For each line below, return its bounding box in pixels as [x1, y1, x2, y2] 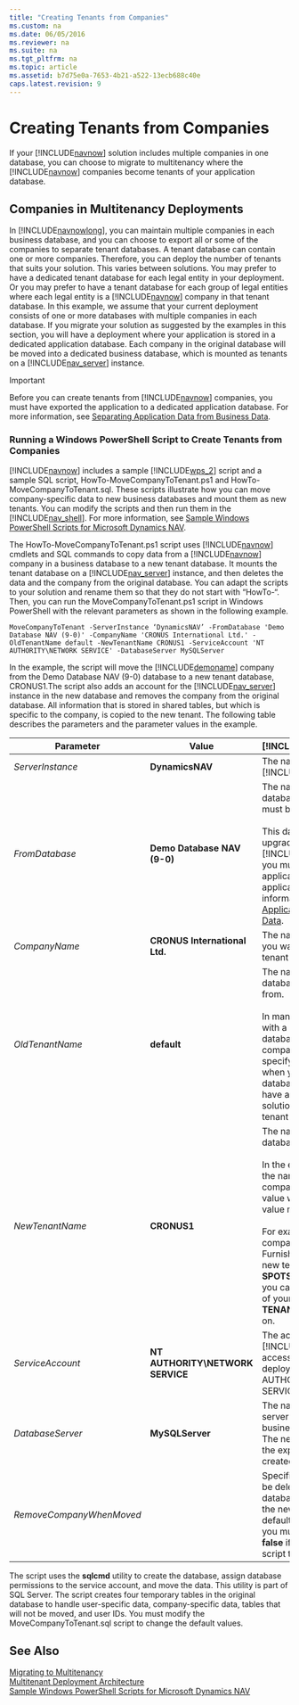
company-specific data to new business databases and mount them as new [9, 493, 287, 504]
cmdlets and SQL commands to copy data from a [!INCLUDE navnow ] [9, 548, 263, 559]
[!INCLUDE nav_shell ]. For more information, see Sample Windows [9, 512, 250, 523]
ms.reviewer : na [9, 37, 69, 47]
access [262, 1351, 292, 1363]
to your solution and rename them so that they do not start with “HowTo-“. [9, 586, 280, 597]
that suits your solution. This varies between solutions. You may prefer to [9, 263, 277, 274]
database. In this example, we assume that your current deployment [9, 301, 259, 312]
